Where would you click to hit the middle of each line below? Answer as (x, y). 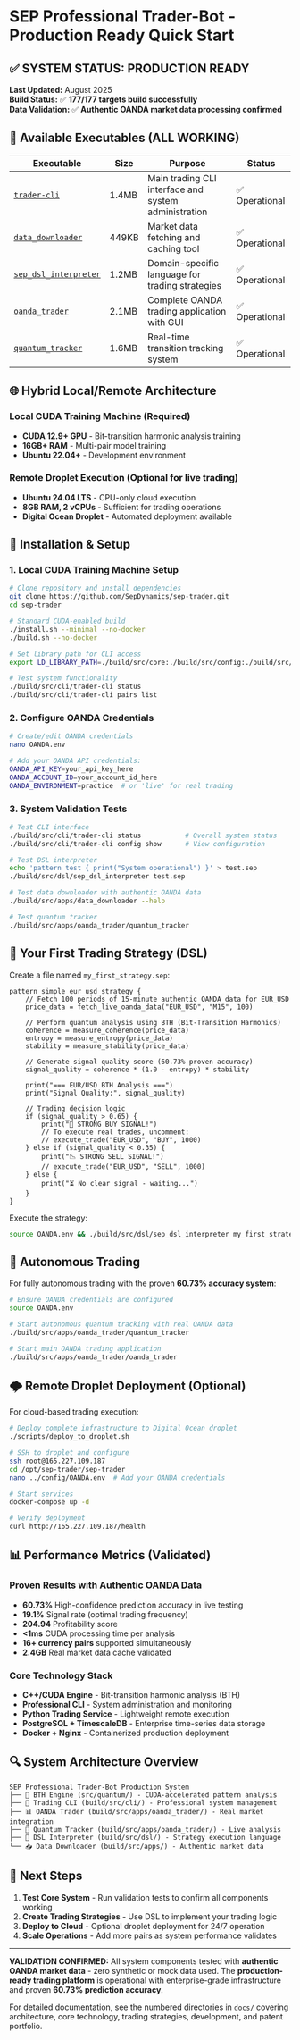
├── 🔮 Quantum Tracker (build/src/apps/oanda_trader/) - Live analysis (145, 1829)
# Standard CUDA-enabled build (67, 621)
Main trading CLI (182, 178)
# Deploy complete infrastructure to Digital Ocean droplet (124, 1428)
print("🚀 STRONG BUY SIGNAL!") (100, 1124)
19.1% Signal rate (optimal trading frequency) (105, 1614)
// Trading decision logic (75, 1108)
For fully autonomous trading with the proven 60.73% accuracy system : (143, 1283)
